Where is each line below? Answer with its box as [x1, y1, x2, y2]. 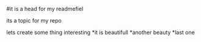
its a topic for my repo [6, 17, 62, 24]
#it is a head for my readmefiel [6, 5, 84, 12]
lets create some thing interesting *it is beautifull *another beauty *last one [6, 29, 196, 36]
